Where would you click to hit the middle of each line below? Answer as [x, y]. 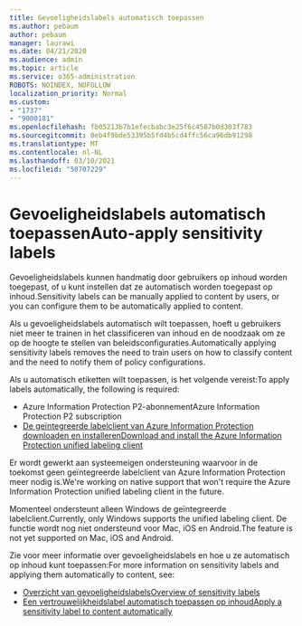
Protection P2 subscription [72, 416]
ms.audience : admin [46, 60]
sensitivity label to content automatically [98, 612]
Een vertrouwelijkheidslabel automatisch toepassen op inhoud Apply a [152, 602]
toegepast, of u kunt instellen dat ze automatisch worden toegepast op [141, 287]
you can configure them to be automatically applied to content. [127, 306]
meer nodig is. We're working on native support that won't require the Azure [150, 482]
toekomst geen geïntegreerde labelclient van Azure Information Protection [147, 472]
